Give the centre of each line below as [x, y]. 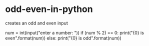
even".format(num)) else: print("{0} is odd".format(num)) [63, 38]
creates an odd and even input [37, 23]
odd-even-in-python [49, 9]
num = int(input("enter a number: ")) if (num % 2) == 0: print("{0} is [74, 32]
